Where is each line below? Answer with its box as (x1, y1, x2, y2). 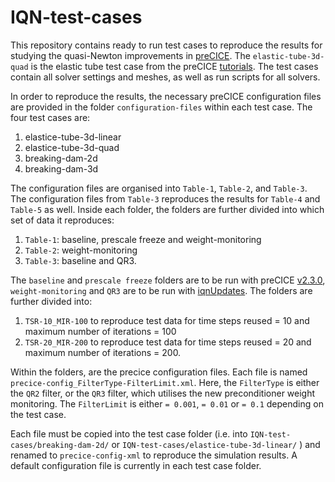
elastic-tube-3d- (252, 51, 325, 61)
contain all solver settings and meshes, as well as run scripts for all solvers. (10, 71, 321, 83)
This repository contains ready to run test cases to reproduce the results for (10, 39, 323, 51)
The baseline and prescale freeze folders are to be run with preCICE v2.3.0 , (10, 274, 326, 286)
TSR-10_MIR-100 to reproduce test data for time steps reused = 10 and (24, 314, 310, 326)
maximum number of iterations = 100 (24, 325, 177, 337)
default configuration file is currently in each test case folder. (10, 459, 262, 471)
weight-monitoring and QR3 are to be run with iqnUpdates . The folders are (10, 284, 313, 296)
